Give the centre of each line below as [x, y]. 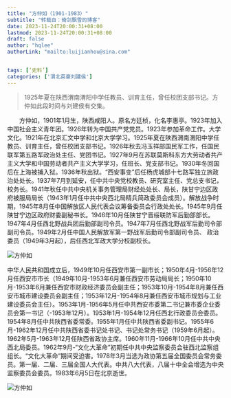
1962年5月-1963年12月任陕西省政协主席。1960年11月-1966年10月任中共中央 [114, 338]
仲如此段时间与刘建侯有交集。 [66, 106]
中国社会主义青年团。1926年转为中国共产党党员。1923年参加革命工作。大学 [114, 129]
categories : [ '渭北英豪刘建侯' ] [50, 76]
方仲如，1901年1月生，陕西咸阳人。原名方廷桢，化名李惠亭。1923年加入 [121, 120]
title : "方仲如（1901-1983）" [48, 13]
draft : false [26, 39]
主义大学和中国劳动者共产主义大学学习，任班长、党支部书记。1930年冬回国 [113, 163]
